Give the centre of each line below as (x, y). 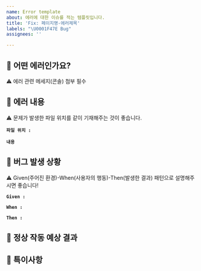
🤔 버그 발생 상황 (34, 162)
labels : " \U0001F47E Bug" (39, 29)
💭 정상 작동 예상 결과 (42, 238)
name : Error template (33, 12)
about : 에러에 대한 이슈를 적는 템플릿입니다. (56, 18)
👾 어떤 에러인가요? (39, 65)
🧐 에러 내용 (26, 102)
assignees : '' (24, 34)
